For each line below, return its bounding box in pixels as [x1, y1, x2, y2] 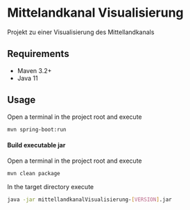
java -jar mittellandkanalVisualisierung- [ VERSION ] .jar [7, 196, 172, 203]
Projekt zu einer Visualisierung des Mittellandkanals [7, 28, 155, 36]
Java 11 [17, 74, 38, 82]
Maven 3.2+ [17, 66, 52, 74]
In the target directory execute [7, 182, 94, 191]
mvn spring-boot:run [7, 126, 67, 133]
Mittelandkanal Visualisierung [7, 5, 184, 21]
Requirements [7, 48, 69, 60]
